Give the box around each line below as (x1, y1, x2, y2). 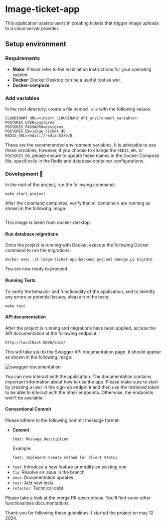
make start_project (5, 191, 46, 196)
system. (12, 71, 29, 77)
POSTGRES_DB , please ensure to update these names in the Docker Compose (5, 152, 160, 158)
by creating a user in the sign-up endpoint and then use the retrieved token (5, 384, 160, 390)
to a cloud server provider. (5, 25, 60, 31)
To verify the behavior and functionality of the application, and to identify (5, 288, 156, 294)
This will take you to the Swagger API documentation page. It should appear (5, 348, 162, 354)
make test (5, 303, 26, 308)
